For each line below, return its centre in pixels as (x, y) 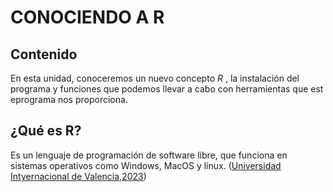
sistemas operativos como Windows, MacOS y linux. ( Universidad (146, 165)
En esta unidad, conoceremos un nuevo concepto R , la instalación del (155, 78)
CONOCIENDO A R (87, 17)
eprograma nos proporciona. (69, 99)
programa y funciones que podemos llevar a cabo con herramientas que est (167, 89)
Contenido (44, 54)
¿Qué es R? (46, 131)
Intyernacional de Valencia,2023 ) (78, 176)
